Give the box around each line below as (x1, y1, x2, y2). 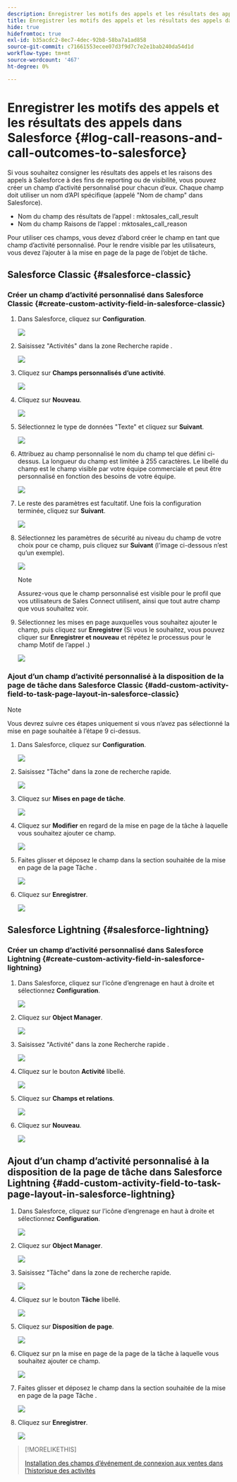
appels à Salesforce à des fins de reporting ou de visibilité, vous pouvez (7, 175, 217, 184)
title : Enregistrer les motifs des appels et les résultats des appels (7, 17, 222, 24)
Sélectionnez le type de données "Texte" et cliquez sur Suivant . (17, 422, 205, 432)
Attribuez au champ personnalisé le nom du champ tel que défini (17, 450, 206, 458)
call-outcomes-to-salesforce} (7, 144, 188, 161)
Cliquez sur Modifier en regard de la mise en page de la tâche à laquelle (17, 821, 228, 830)
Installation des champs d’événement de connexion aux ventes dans (24, 1459, 224, 1468)
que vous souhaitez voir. (17, 604, 89, 613)
